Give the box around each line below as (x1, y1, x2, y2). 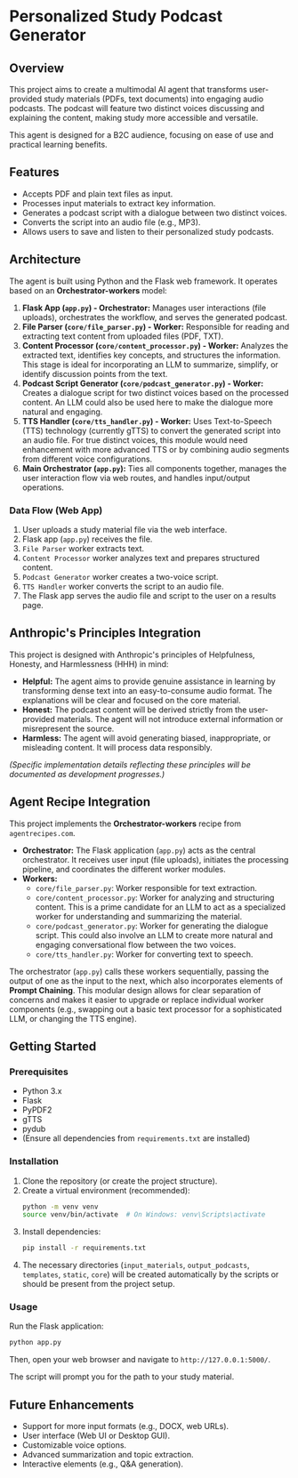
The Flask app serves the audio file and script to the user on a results (21, 590, 277, 601)
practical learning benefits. (9, 140, 109, 149)
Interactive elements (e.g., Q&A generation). (21, 1458, 184, 1469)
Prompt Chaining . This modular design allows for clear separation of (9, 984, 262, 995)
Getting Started (9, 1039, 97, 1054)
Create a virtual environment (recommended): (21, 1185, 190, 1195)
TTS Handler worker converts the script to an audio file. (21, 581, 224, 591)
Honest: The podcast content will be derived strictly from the (21, 704, 247, 715)
